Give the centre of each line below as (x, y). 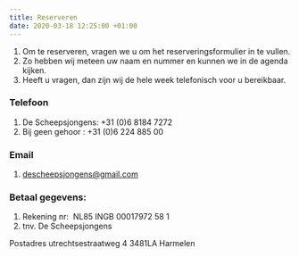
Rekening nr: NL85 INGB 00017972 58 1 (96, 217)
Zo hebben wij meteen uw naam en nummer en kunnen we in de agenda (155, 61)
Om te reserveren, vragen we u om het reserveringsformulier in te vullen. (156, 51)
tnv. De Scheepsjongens (67, 226)
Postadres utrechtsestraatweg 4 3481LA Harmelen (102, 244)
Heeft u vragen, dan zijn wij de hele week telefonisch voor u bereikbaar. (154, 79)
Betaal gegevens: (48, 197)
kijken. (34, 70)
